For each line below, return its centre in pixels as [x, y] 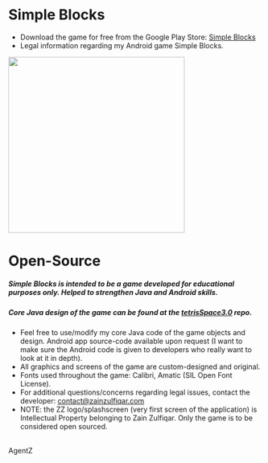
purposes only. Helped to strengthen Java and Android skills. [113, 292]
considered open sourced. [64, 427]
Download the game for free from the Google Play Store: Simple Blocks [138, 37]
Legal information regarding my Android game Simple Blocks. [122, 45]
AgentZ [21, 451]
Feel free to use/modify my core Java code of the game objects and [132, 333]
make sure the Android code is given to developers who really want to [136, 350]
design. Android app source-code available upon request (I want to [131, 341]
